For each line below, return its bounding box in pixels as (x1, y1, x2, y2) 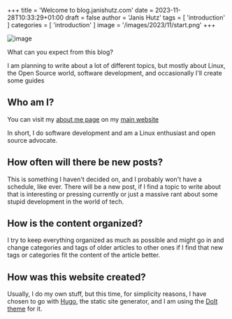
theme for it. (7, 304, 43, 313)
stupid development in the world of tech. (7, 197, 124, 206)
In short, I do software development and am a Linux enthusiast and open (7, 129, 216, 137)
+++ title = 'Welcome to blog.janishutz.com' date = (7, 6, 154, 14)
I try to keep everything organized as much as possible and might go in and (7, 236, 224, 244)
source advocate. (7, 136, 58, 144)
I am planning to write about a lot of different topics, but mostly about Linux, (7, 62, 226, 69)
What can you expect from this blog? (7, 48, 114, 56)
